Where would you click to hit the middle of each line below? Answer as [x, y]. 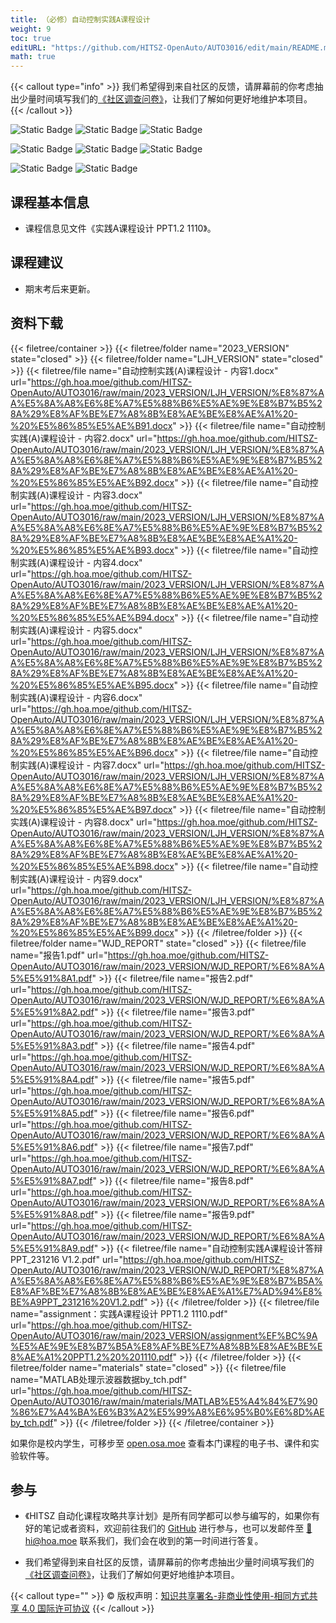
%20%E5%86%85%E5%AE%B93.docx [92, 550]
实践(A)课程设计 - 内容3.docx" [80, 495]
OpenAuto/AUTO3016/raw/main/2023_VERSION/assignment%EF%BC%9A [164, 1335]
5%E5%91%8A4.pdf [52, 1079]
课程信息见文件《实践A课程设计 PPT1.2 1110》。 [120, 228]
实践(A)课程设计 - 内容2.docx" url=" [84, 438]
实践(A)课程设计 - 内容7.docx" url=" [91, 765]
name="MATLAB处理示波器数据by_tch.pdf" [99, 1379]
